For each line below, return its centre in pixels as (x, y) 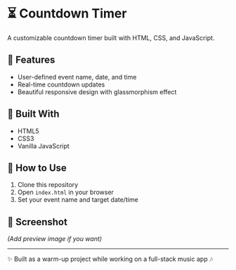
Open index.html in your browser (66, 192)
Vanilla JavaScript (44, 146)
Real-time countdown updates (61, 84)
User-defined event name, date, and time (77, 77)
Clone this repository (48, 185)
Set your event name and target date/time (78, 200)
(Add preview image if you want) (55, 239)
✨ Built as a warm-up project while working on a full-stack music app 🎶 (110, 259)
